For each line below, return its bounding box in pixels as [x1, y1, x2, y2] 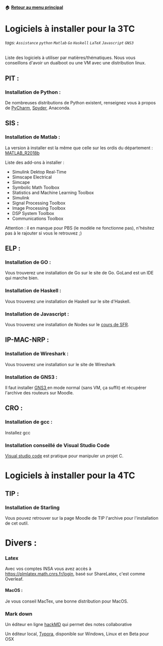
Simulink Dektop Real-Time [12, 169, 67, 175]
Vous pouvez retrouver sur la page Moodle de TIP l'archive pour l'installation [5, 515, 159, 521]
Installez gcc [5, 430, 31, 435]
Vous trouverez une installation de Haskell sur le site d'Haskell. [5, 298, 131, 304]
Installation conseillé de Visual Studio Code [5, 442, 110, 449]
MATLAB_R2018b [5, 150, 40, 156]
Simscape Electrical [12, 174, 52, 180]
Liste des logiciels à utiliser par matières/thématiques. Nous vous [5, 55, 136, 60]
